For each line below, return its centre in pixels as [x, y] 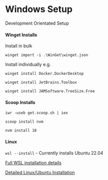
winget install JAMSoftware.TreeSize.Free [50, 92]
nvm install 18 [21, 131]
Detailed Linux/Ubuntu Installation [40, 172]
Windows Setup [39, 9]
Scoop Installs [20, 102]
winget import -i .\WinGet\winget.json [47, 55]
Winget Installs [21, 35]
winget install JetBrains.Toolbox [41, 82]
